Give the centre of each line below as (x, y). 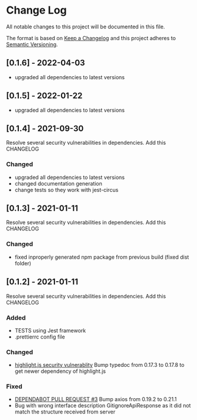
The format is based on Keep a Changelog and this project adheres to (91, 38)
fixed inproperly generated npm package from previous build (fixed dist (102, 257)
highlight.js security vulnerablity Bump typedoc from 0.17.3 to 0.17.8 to (99, 365)
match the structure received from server (65, 412)
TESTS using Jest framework (50, 330)
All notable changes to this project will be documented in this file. (86, 27)
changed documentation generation (58, 183)
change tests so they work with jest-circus (67, 190)
